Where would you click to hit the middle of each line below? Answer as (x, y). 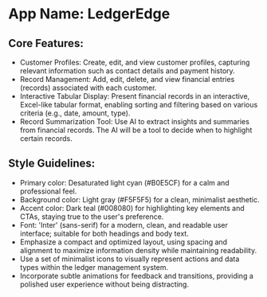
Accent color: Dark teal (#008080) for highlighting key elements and (132, 208)
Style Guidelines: (52, 164)
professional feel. (48, 191)
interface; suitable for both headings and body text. (104, 233)
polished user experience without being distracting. (104, 284)
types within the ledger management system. (94, 267)
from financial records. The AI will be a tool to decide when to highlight (136, 130)
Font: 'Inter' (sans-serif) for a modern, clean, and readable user (124, 225)
